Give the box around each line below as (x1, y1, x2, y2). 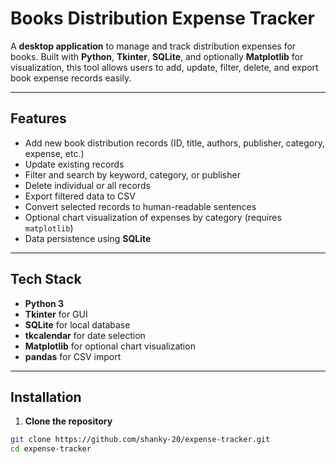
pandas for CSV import (24, 350, 122, 362)
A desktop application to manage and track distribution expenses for (10, 40, 297, 52)
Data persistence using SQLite (24, 232, 152, 244)
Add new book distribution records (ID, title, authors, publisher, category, (24, 137, 325, 149)
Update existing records (24, 158, 125, 170)
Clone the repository (24, 415, 113, 427)
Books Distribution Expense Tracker (10, 7, 315, 30)
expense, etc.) (24, 147, 85, 159)
